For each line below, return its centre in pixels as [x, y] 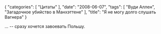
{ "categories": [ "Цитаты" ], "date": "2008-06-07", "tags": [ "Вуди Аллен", [80, 7]
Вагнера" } [16, 17]
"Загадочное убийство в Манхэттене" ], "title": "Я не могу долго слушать [80, 12]
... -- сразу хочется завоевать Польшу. [45, 26]
